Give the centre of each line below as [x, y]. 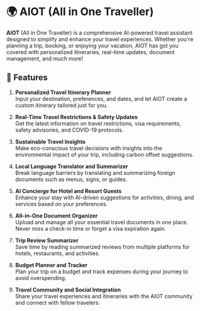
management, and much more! [45, 58]
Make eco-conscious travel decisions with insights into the [88, 148]
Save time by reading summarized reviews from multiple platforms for [102, 247]
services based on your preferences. [61, 203]
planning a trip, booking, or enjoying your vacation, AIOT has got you [92, 46]
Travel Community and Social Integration [68, 290]
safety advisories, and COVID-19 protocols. [69, 130]
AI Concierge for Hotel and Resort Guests [68, 191]
